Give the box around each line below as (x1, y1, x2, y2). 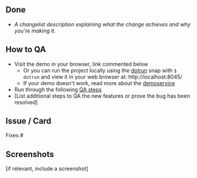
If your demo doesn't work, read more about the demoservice (23, 79, 176, 86)
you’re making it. (14, 27, 56, 34)
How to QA (5, 44, 46, 55)
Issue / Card (5, 116, 52, 126)
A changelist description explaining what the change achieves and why (14, 20, 191, 28)
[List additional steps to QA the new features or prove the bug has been (14, 92, 190, 99)
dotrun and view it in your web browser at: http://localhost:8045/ (23, 73, 183, 80)
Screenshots (5, 149, 54, 159)
